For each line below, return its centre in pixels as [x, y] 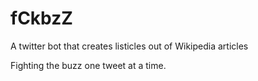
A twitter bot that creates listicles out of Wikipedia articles [129, 46]
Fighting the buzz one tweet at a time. [88, 65]
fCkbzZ [41, 18]
